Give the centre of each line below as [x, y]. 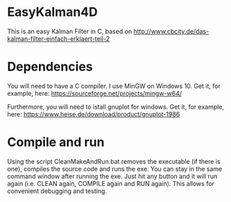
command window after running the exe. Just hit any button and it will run [112, 176]
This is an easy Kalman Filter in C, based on [70, 31]
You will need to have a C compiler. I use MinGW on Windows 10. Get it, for [114, 86]
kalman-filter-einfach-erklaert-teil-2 [58, 38]
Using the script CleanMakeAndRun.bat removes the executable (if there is [114, 161]
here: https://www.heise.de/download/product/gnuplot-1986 [94, 114]
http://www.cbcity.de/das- [171, 31]
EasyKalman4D [53, 12]
